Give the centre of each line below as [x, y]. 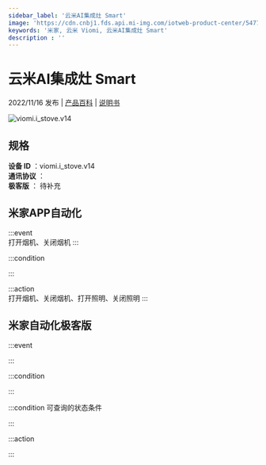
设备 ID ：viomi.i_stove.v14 [51, 166]
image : [19, 23]
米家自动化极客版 [50, 326]
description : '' [37, 38]
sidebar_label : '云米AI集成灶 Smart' [67, 15]
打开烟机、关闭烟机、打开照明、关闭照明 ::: [78, 298]
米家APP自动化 [45, 213]
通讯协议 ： [27, 176]
